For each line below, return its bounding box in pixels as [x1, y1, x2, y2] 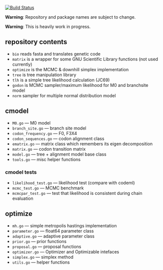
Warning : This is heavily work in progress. [5, 24, 91, 29]
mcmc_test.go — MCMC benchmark [12, 185, 84, 191]
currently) [12, 61, 33, 67]
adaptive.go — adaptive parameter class [12, 233, 95, 239]
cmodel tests [5, 168, 37, 175]
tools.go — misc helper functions [12, 156, 81, 162]
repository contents [5, 38, 67, 46]
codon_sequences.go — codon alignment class [12, 135, 105, 141]
